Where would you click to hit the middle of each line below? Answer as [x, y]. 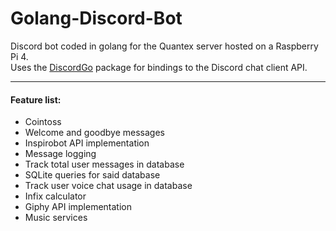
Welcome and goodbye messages [94, 133]
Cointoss [43, 122]
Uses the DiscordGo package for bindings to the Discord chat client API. [159, 67]
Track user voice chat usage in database [108, 186]
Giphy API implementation [78, 207]
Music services [56, 218]
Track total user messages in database [104, 164]
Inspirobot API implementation [87, 143]
